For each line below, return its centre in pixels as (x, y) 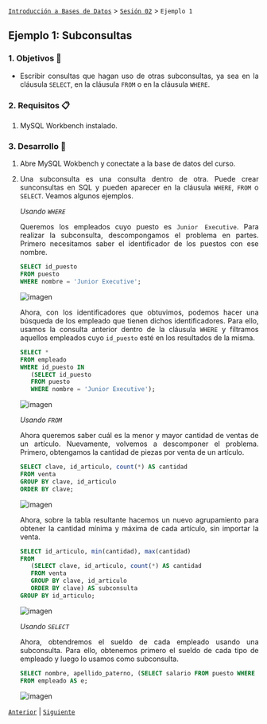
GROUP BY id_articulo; (57, 596)
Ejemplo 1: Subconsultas (70, 35)
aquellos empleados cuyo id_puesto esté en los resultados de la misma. (137, 338)
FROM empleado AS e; (54, 681)
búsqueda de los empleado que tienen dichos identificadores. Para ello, (139, 320)
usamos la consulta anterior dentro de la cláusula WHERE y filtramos (139, 329)
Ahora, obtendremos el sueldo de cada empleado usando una (139, 642)
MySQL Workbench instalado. (68, 125)
